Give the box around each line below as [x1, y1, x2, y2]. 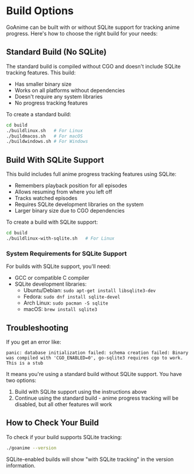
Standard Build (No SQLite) [6, 47, 107, 57]
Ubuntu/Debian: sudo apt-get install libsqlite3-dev [23, 287, 156, 294]
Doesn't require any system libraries [14, 93, 103, 100]
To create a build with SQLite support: [6, 218, 98, 225]
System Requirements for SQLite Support [6, 249, 127, 257]
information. [6, 462, 36, 469]
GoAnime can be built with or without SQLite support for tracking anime [6, 24, 180, 31]
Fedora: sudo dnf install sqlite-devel [23, 293, 121, 300]
